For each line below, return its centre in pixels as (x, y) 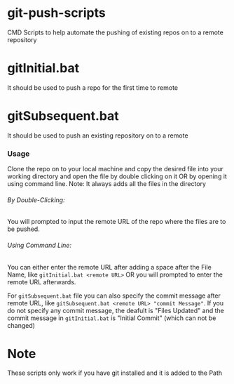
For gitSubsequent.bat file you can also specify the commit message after (114, 296)
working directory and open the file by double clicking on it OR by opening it (117, 176)
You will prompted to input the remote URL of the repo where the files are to (117, 222)
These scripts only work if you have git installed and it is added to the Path (115, 373)
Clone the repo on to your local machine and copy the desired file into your (115, 169)
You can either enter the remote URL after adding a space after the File (109, 267)
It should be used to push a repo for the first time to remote (93, 87)
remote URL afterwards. (42, 282)
